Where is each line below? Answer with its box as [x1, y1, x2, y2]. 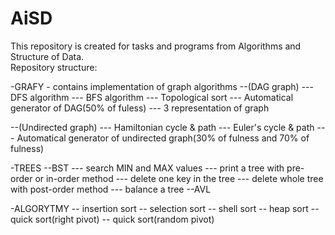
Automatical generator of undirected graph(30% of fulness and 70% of [16, 132, 310, 144]
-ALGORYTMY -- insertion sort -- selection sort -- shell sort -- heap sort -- [10, 202, 320, 214]
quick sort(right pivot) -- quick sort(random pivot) [10, 213, 215, 225]
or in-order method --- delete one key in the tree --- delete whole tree [34, 172, 324, 184]
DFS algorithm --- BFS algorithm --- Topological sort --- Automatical [10, 91, 294, 103]
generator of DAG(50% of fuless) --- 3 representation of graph [10, 102, 270, 114]
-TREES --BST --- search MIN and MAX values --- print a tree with [10, 162, 285, 174]
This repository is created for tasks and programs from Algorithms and [10, 40, 302, 52]
